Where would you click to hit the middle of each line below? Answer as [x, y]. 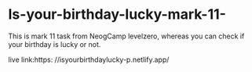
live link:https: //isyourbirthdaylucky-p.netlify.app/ [89, 59]
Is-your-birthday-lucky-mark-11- [117, 14]
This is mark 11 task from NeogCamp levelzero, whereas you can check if [126, 36]
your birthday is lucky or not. [55, 44]
